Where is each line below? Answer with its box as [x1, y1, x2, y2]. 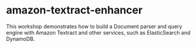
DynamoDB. [6, 35, 35, 42]
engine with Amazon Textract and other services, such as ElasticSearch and [6, 29, 191, 36]
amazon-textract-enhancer [6, 4, 143, 17]
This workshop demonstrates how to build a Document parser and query [6, 23, 182, 30]
